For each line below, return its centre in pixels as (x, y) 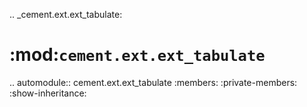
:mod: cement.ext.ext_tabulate (137, 55)
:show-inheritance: (48, 93)
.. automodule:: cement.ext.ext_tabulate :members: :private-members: (153, 82)
